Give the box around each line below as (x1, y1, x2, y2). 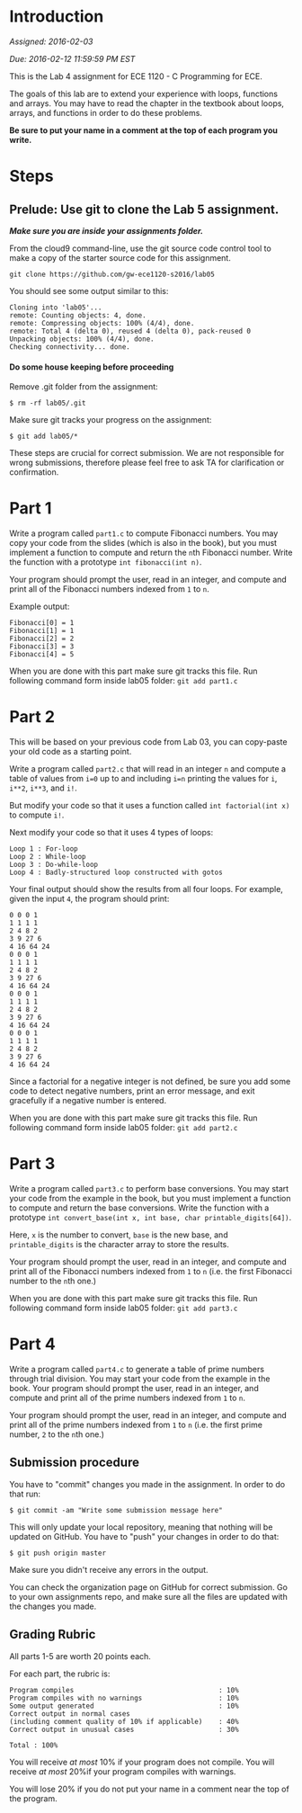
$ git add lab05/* (9, 432, 78, 442)
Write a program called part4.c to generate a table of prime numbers (9, 1363, 265, 1374)
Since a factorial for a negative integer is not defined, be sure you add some (9, 1076, 291, 1087)
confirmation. (9, 467, 59, 478)
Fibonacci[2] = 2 (9, 634, 75, 644)
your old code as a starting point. (9, 746, 132, 757)
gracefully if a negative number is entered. (9, 1095, 167, 1106)
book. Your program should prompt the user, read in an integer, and (9, 1382, 259, 1393)
